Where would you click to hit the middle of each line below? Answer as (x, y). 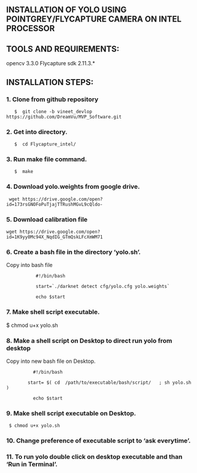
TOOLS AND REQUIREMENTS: (63, 49)
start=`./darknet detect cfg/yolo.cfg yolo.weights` (103, 287)
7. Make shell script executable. (53, 312)
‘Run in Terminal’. (32, 465)
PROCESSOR (31, 28)
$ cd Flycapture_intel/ (45, 144)
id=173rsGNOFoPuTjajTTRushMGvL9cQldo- (54, 204)
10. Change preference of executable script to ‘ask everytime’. (99, 441)
